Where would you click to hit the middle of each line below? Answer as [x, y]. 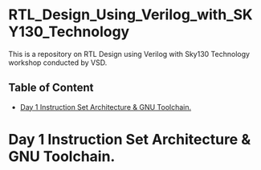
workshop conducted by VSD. [58, 63]
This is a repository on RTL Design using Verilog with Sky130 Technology [129, 54]
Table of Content [51, 88]
